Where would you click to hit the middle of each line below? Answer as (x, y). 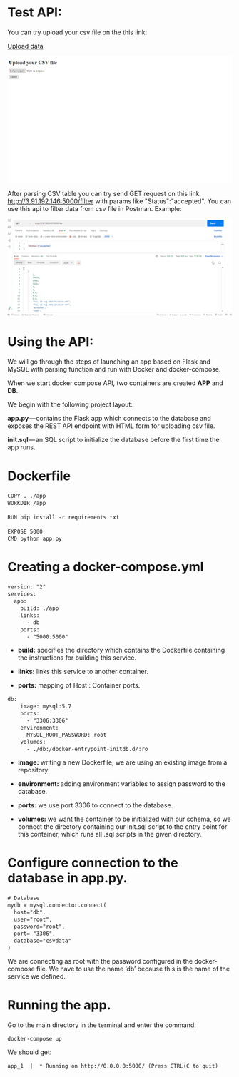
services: (22, 594)
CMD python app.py (35, 538)
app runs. (21, 447)
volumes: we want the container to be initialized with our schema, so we (124, 819)
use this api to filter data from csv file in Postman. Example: (95, 208)
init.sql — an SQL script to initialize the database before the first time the (113, 439)
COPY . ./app (27, 496)
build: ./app (40, 608)
